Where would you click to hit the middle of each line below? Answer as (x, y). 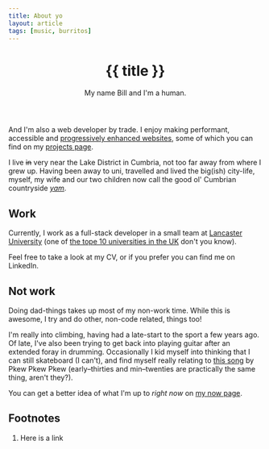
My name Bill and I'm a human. (135, 93)
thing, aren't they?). (41, 377)
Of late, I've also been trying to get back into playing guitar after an (120, 343)
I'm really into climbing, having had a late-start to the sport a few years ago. (134, 335)
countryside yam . (37, 188)
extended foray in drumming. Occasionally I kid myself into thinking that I (130, 351)
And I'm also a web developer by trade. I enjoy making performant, (119, 130)
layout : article (35, 23)
